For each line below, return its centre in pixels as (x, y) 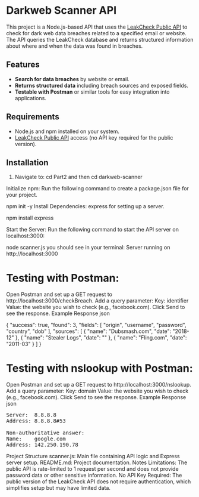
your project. (22, 195)
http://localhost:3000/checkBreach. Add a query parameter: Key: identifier (97, 301)
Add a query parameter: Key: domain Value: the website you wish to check (97, 391)
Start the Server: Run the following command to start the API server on (93, 230)
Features (23, 65)
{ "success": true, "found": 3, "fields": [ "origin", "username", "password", (96, 325)
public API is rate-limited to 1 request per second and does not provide (93, 469)
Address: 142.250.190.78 (42, 445)
